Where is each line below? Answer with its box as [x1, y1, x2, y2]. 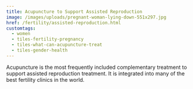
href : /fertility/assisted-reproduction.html [6, 20, 121, 26]
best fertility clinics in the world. [6, 76, 85, 83]
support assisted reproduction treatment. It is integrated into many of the [6, 69, 185, 77]
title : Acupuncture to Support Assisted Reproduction [6, 8, 143, 15]
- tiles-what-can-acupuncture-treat [11, 42, 102, 48]
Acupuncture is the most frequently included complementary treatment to [6, 63, 188, 71]
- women [11, 31, 31, 37]
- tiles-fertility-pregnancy [11, 36, 84, 42]
